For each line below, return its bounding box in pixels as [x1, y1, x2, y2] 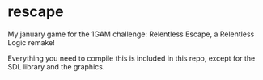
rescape [7, 2, 64, 21]
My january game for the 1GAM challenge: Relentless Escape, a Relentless [7, 29, 255, 39]
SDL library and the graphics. [7, 61, 105, 71]
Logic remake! [7, 37, 56, 47]
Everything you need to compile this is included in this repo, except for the [7, 53, 256, 63]
